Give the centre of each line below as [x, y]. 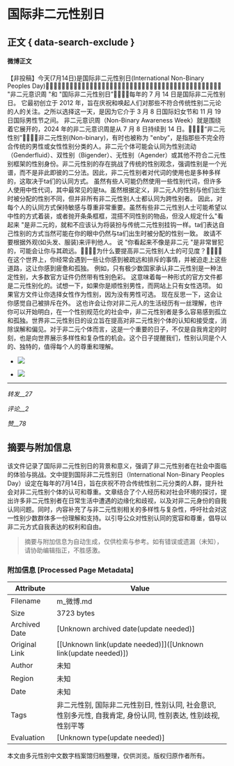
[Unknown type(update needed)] [111, 737]
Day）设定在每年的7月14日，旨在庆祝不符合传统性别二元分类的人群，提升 [112, 483]
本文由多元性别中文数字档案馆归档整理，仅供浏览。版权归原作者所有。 [108, 756]
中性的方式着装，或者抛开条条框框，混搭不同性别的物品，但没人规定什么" [112, 216]
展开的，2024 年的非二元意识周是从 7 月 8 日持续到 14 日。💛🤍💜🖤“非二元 [122, 129]
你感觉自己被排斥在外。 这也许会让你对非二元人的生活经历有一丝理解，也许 [115, 303]
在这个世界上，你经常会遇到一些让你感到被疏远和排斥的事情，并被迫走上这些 [117, 259]
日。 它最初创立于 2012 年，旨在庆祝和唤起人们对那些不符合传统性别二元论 [114, 102]
